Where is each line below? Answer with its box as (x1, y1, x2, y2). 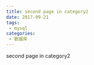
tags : (6, 19, 20, 25)
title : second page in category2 (6, 8, 89, 15)
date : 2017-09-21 (6, 14, 49, 20)
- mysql (8, 25, 28, 31)
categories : (6, 31, 35, 37)
